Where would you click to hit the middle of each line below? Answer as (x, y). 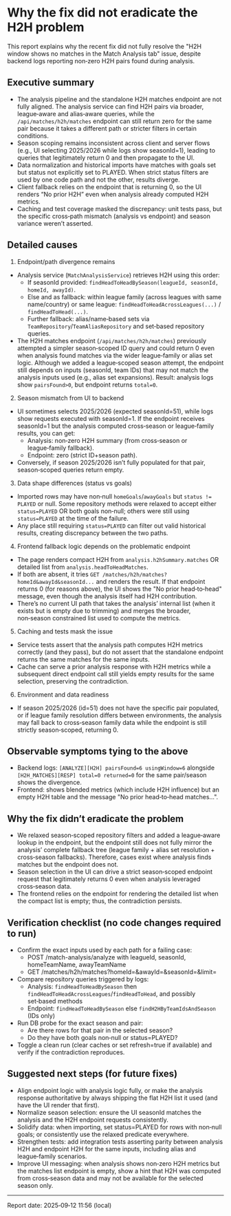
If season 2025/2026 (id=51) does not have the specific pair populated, (118, 708)
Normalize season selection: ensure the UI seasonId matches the (109, 1112)
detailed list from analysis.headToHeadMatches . (83, 567)
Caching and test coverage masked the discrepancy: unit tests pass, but (119, 208)
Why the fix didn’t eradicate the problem (96, 819)
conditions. (33, 135)
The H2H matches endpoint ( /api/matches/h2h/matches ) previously (112, 340)
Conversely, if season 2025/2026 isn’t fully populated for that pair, (111, 462)
